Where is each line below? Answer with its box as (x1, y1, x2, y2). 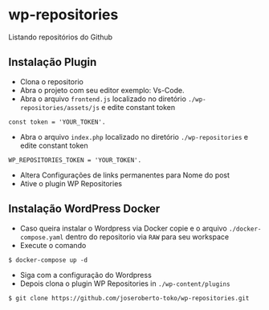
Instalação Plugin (8, 55, 97, 69)
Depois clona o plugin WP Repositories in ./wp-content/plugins (19, 279, 230, 288)
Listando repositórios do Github (8, 32, 113, 42)
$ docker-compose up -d (8, 255, 88, 264)
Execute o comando (19, 240, 87, 250)
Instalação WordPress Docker (8, 202, 161, 216)
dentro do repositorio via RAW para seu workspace (65, 231, 230, 242)
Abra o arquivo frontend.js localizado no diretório (19, 94, 187, 104)
